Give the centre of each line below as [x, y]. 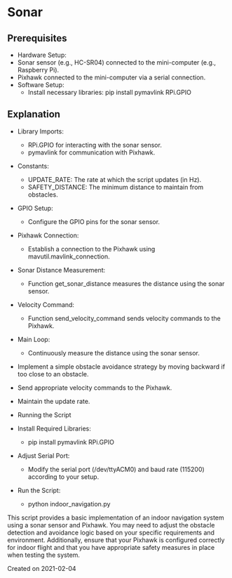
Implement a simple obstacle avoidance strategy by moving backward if [121, 367]
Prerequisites [37, 38]
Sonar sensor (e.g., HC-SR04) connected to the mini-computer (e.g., [116, 63]
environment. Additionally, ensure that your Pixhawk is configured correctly [116, 540]
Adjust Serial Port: [43, 455]
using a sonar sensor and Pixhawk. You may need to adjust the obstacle [111, 525]
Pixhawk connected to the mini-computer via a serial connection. [111, 77]
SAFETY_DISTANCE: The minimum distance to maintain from [116, 187]
